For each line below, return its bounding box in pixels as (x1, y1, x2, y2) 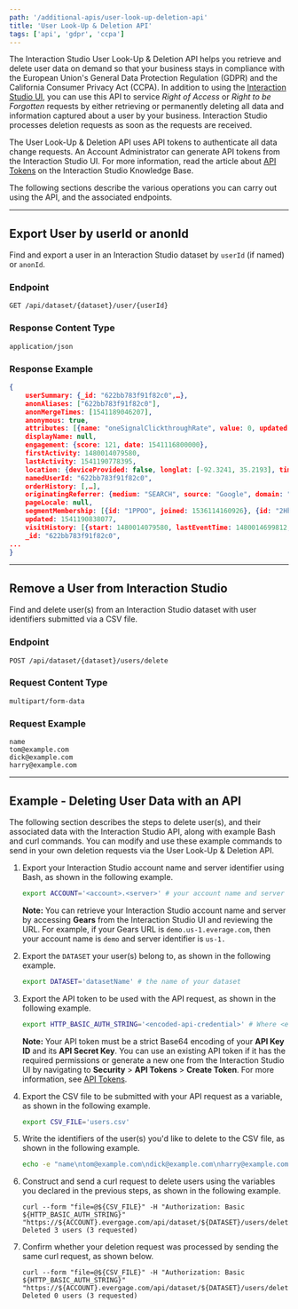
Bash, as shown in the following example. (21, 871, 174, 882)
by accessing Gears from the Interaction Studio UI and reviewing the (21, 914, 273, 924)
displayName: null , (25, 432, 98, 441)
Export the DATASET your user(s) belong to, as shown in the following (21, 950, 271, 961)
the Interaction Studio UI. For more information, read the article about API (9, 156, 277, 167)
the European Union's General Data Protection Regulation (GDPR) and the (9, 73, 278, 83)
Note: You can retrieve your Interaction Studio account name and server (21, 905, 286, 916)
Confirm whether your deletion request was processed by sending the (21, 1242, 279, 1252)
